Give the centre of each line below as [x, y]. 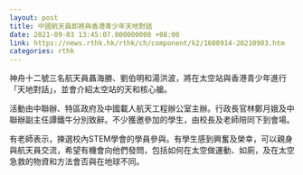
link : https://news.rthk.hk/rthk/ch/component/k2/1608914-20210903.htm [147, 43]
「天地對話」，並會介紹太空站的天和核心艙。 [90, 89]
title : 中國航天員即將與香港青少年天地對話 [81, 26]
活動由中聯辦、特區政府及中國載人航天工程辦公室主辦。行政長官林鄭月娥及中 [152, 108]
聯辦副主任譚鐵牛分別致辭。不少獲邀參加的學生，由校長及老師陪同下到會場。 [152, 120]
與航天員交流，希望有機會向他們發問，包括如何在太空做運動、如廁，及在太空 [152, 151]
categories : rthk [42, 51]
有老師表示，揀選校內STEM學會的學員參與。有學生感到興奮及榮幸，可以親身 [151, 139]
